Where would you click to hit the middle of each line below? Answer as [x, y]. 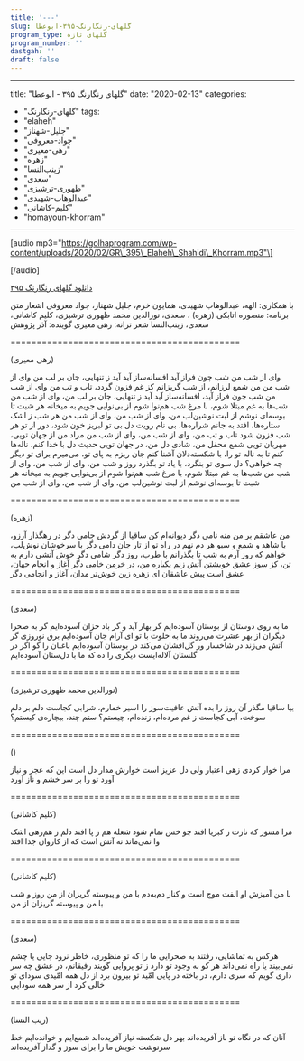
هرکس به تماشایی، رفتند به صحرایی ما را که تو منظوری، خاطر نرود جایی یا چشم [144, 956]
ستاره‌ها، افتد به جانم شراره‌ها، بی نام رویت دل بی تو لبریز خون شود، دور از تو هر [145, 425]
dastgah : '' [32, 52]
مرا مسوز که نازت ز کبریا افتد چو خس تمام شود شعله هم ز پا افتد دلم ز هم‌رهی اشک [152, 831]
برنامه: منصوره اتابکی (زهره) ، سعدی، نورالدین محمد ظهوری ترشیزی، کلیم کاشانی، [150, 315]
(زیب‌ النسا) [29, 1019]
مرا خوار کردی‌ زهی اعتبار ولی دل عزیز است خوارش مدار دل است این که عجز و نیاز [151, 770]
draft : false [35, 60]
